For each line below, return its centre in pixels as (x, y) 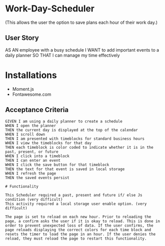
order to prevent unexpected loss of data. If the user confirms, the (79, 225)
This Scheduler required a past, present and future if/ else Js (74, 195)
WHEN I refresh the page (31, 173)
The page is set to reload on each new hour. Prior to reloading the (78, 217)
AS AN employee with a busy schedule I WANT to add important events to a (82, 50)
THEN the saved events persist (37, 178)
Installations (31, 75)
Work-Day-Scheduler (50, 9)
